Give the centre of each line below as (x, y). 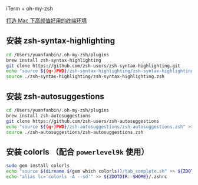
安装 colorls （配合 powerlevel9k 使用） (77, 152)
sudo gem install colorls (38, 166)
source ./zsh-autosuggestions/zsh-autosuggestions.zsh (75, 132)
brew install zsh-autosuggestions (49, 116)
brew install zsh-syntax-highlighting (54, 60)
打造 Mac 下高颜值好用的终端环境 (47, 21)
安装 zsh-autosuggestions (55, 96)
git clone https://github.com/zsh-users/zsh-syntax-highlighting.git (93, 66)
